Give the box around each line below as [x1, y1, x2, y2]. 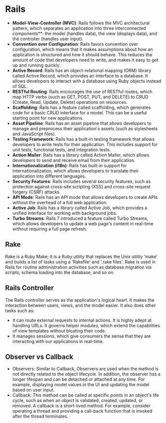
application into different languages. [12, 173, 86, 179]
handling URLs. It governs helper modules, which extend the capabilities [12, 322, 160, 329]
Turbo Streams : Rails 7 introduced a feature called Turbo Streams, [12, 215, 149, 221]
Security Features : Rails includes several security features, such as [12, 178, 151, 184]
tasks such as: [5, 307, 35, 314]
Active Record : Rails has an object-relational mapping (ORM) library [12, 67, 152, 73]
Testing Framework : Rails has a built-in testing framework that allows [12, 136, 155, 142]
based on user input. [12, 387, 55, 393]
